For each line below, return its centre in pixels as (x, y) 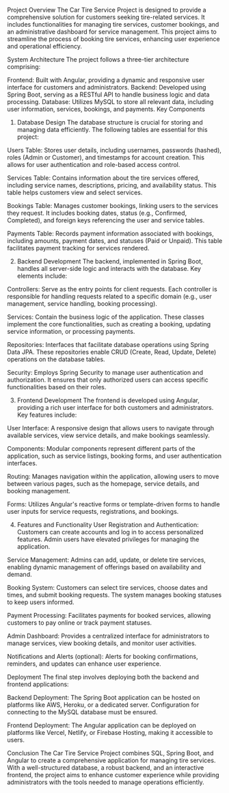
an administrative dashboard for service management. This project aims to (112, 31)
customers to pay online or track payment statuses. (80, 623)
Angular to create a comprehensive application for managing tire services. (111, 760)
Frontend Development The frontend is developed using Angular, (108, 400)
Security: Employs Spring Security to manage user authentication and (105, 373)
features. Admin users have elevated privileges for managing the (108, 539)
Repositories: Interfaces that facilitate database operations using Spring (108, 344)
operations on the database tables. (56, 359)
